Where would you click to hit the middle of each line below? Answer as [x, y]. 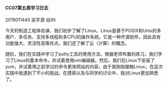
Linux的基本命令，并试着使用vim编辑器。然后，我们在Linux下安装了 [85, 60]
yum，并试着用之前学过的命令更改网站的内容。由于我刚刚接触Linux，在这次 [84, 67]
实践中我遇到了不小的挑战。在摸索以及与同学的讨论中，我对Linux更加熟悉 [82, 73]
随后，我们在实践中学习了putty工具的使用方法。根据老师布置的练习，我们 [82, 54]
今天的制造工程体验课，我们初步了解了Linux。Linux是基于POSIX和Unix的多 [83, 31]
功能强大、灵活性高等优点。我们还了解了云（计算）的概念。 [67, 43]
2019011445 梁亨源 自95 [31, 20]
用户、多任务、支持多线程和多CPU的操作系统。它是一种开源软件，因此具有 [83, 37]
